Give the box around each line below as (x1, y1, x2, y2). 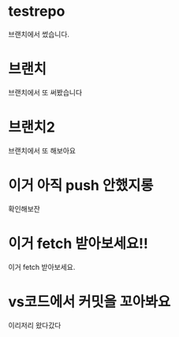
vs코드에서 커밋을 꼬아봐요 (8, 293, 171, 310)
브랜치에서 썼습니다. (8, 29, 69, 39)
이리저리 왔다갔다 (8, 320, 62, 330)
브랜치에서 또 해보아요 (8, 145, 76, 155)
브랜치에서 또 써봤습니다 (8, 88, 83, 97)
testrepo (8, 2, 65, 21)
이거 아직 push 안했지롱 (8, 177, 154, 194)
